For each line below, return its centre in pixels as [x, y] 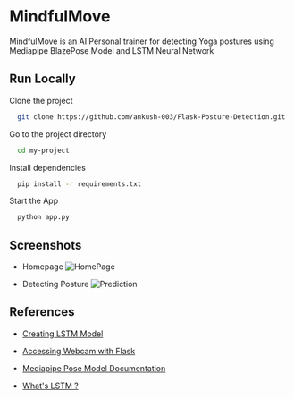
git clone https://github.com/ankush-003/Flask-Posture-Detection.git [151, 117]
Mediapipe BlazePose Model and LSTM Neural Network [112, 50]
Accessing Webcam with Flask [79, 351]
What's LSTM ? [50, 386]
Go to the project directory [58, 134]
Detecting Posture [55, 284]
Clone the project [41, 100]
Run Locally [42, 79]
